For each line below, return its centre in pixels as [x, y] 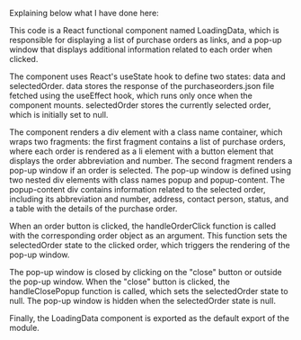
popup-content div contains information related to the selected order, [137, 189]
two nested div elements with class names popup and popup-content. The [147, 180]
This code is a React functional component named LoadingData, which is [145, 30]
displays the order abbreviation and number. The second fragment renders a [151, 161]
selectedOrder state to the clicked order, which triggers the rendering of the [150, 245]
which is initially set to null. [59, 115]
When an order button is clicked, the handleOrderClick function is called [143, 226]
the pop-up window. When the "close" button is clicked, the [120, 282]
